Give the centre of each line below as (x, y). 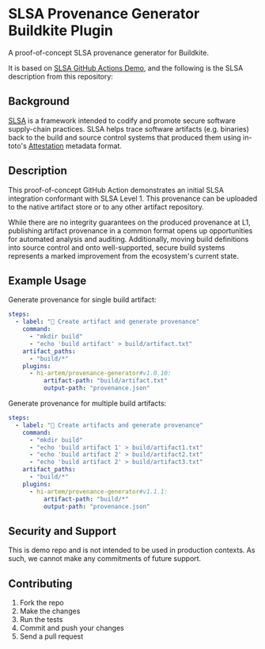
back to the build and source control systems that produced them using (125, 137)
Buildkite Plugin (61, 31)
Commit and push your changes (72, 628)
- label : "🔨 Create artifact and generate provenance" (108, 322)
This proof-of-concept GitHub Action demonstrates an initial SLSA (116, 190)
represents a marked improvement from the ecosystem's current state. (124, 255)
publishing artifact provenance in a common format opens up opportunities (131, 230)
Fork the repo (42, 603)
